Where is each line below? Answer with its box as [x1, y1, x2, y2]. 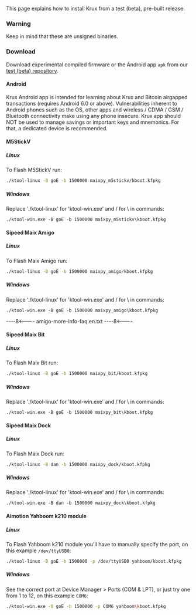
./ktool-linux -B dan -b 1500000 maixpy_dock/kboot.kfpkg [6, 461, 150, 467]
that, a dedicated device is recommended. [6, 124, 108, 131]
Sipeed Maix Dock [6, 422, 51, 429]
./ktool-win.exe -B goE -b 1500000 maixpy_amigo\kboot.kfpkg [6, 307, 159, 313]
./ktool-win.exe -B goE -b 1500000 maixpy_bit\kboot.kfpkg [6, 410, 153, 415]
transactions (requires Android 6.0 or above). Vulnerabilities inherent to [6, 100, 177, 107]
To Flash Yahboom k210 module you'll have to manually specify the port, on [6, 540, 188, 548]
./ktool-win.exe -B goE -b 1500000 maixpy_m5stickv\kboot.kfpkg [6, 217, 166, 222]
